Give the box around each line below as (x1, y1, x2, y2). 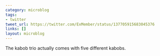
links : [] (5, 26, 27, 32)
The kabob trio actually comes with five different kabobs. (5, 45, 126, 51)
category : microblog (5, 7, 50, 13)
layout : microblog (5, 31, 45, 36)
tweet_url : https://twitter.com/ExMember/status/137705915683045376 (5, 21, 155, 27)
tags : (5, 12, 17, 17)
